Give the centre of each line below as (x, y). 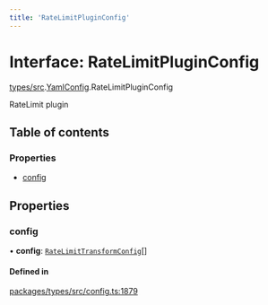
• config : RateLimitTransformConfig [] (78, 250)
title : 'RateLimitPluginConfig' (69, 17)
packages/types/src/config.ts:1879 (74, 292)
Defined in (29, 271)
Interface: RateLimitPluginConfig (134, 61)
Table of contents (59, 132)
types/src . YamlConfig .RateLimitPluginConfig (91, 87)
